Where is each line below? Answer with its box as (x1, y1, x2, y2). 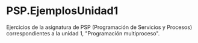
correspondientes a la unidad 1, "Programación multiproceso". (6, 29, 160, 37)
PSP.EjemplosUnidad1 (6, 4, 119, 18)
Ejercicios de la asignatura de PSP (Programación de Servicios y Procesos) (6, 24, 193, 31)
